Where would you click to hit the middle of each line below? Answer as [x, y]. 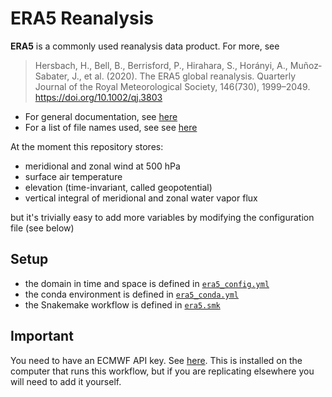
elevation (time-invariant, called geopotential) [118, 187]
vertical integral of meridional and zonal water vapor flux [141, 198]
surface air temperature [73, 176]
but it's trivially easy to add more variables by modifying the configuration [162, 217]
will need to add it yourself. [66, 381]
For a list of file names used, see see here [111, 127]
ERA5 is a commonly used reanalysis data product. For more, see [145, 46]
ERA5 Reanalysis [82, 18]
